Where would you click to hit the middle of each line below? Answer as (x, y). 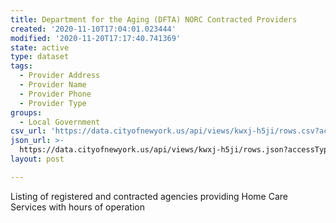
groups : (26, 112)
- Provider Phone (55, 94)
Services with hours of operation (77, 207)
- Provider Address (60, 76)
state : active (40, 47)
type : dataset (40, 57)
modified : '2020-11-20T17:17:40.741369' (96, 38)
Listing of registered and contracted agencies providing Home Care (149, 196)
